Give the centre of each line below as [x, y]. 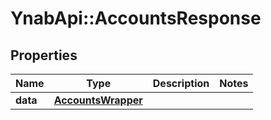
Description [181, 83]
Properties [44, 55]
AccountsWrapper [98, 100]
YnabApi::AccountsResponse [136, 18]
